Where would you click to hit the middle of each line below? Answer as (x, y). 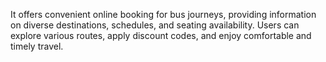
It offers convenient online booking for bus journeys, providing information (163, 14)
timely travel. (37, 46)
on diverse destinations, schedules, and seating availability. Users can (155, 25)
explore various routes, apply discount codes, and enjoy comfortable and (161, 35)
